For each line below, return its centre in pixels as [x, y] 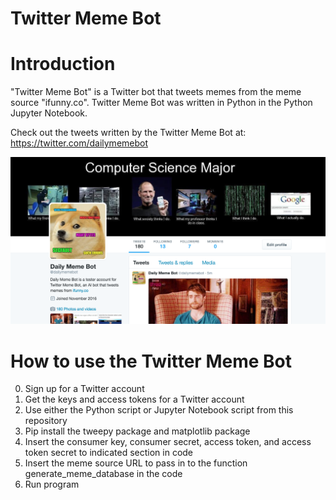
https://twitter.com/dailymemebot [79, 143]
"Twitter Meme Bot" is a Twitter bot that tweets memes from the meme [156, 92]
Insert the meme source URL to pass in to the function [136, 463]
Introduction [63, 64]
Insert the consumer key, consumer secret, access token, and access [168, 442]
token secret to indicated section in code [109, 453]
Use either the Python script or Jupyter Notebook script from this [159, 410]
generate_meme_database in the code [103, 474]
